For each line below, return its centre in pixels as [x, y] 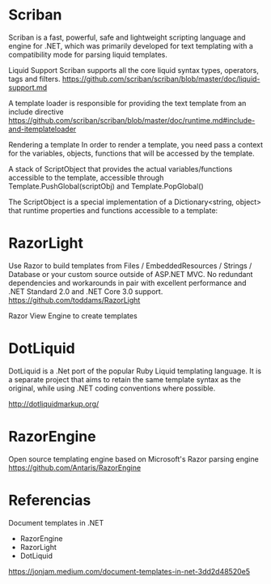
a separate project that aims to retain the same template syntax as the [125, 379]
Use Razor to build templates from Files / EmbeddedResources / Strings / [130, 266]
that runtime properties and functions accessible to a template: [113, 210]
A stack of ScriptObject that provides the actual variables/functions [121, 168]
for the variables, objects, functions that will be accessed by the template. [131, 153]
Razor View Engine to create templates [73, 315]
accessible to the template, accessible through [86, 177]
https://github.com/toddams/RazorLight [74, 300]
